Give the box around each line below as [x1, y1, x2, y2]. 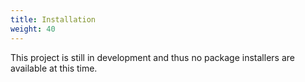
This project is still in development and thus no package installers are [10, 51, 295, 63]
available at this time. [10, 62, 98, 74]
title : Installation [10, 14, 97, 25]
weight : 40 [10, 24, 56, 34]
